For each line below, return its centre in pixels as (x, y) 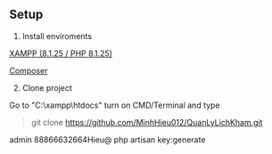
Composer (29, 70)
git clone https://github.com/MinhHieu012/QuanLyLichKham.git (147, 122)
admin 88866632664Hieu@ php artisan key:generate (107, 139)
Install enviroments (57, 36)
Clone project (47, 87)
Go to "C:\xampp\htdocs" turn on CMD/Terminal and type (115, 105)
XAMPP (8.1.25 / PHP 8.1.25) (61, 53)
